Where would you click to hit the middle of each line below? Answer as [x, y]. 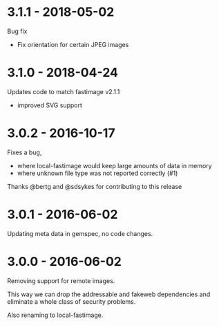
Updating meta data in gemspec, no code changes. [80, 233]
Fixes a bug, [25, 152]
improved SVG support [50, 105]
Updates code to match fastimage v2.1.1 [64, 91]
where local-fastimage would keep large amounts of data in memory [114, 165]
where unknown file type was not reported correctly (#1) [97, 173]
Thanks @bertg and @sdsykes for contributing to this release [95, 186]
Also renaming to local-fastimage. [55, 315]
